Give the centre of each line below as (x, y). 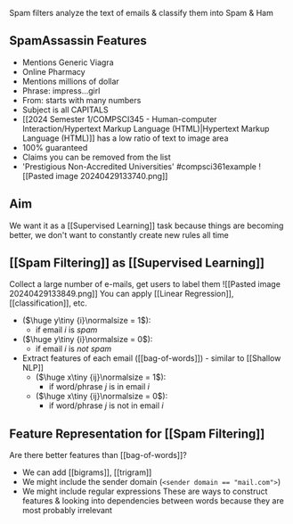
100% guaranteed (55, 147)
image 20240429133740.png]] (112, 176)
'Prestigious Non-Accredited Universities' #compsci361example (139, 166)
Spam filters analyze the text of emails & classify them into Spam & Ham (141, 13)
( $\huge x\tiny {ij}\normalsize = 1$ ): (101, 377)
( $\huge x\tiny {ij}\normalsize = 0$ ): (102, 397)
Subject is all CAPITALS (65, 110)
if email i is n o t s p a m (73, 349)
